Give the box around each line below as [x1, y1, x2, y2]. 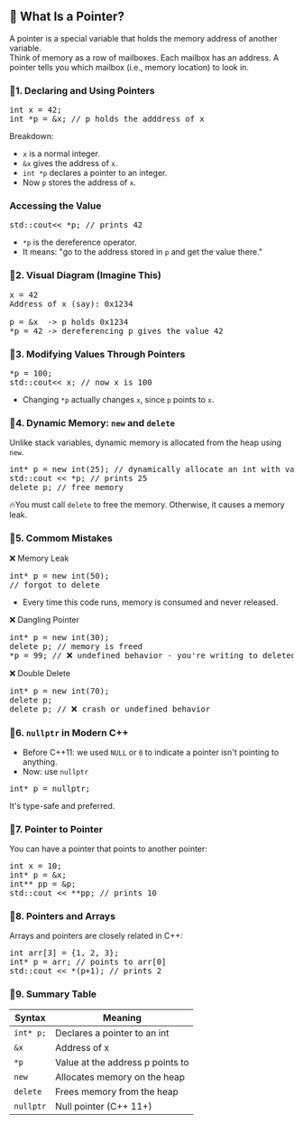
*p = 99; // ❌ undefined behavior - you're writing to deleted [9, 650, 296, 660]
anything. [22, 756, 58, 767]
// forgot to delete [9, 580, 101, 590]
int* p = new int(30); [9, 632, 110, 642]
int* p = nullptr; [9, 783, 91, 794]
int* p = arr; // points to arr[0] [9, 957, 167, 967]
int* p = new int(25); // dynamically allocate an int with [9, 464, 281, 475]
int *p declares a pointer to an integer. [22, 168, 168, 179]
